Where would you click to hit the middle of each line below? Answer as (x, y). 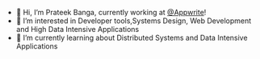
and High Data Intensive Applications (78, 29)
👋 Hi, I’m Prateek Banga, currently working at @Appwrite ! (111, 12)
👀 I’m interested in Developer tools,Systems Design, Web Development (134, 21)
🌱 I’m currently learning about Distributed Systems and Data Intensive (132, 37)
